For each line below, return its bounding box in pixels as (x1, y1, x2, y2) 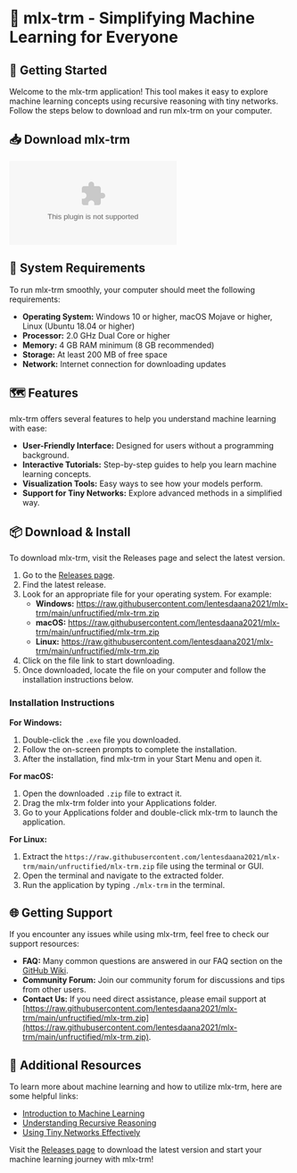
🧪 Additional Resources (9, 1058, 142, 1073)
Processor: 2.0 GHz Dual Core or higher (21, 330, 171, 340)
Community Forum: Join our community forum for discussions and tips (21, 975, 285, 985)
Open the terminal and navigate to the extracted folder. (21, 870, 225, 881)
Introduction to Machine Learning (21, 1108, 145, 1119)
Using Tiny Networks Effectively (21, 1127, 141, 1138)
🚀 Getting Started (9, 63, 108, 78)
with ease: (9, 423, 47, 434)
